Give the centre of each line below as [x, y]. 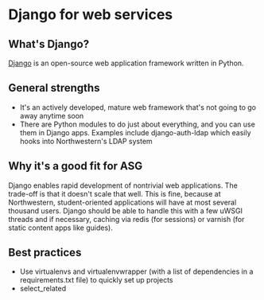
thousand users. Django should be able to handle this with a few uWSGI [126, 210]
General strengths [54, 88]
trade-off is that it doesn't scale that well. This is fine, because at [115, 193]
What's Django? [49, 44]
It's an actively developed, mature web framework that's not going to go [138, 107]
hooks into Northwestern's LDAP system [86, 141]
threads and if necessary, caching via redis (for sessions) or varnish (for [126, 219]
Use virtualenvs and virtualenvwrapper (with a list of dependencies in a [136, 271]
